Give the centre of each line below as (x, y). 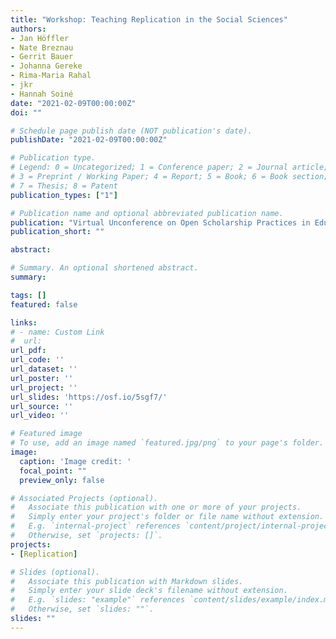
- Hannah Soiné (42, 94)
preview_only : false (62, 480)
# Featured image (46, 434)
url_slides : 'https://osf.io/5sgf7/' (89, 397)
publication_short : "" (57, 232)
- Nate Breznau (42, 47)
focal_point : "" (53, 471)
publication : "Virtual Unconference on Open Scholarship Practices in (160, 222)
